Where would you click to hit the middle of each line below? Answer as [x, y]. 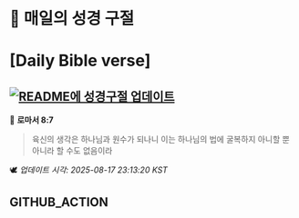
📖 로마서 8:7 [32, 120]
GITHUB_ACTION [59, 202]
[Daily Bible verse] [80, 61]
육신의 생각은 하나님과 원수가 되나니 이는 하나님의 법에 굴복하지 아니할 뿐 [160, 139]
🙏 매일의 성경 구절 [72, 19]
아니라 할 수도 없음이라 [72, 151]
